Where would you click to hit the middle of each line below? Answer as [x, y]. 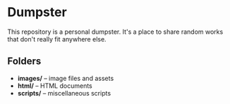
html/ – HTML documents [55, 86]
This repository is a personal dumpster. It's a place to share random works [115, 32]
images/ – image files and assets [66, 78]
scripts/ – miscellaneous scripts [64, 93]
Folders [24, 61]
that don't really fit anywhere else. [57, 39]
